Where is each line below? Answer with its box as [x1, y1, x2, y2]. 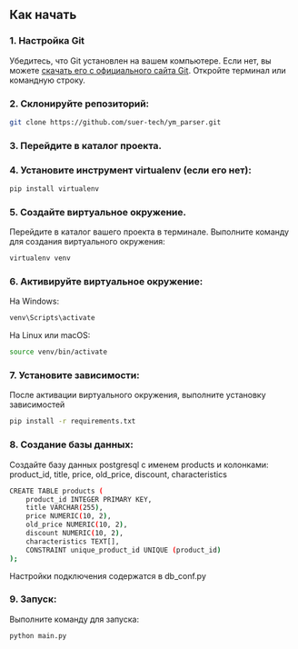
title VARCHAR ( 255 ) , [25, 504, 104, 513]
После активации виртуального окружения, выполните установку [9, 390, 266, 401]
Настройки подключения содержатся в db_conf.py [9, 570, 207, 581]
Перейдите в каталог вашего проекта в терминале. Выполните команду [9, 226, 289, 237]
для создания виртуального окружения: [9, 236, 165, 247]
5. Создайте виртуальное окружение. [9, 205, 186, 218]
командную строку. [9, 75, 86, 85]
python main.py [9, 631, 67, 640]
